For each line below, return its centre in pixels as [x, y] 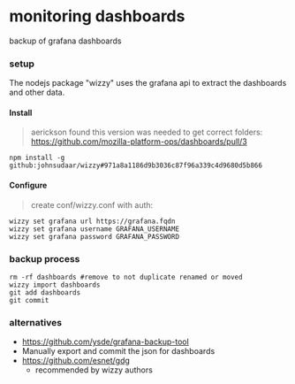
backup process [45, 258]
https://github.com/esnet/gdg [76, 361]
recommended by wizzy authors [94, 370]
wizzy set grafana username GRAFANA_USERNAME [94, 229]
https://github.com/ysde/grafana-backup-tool [106, 342]
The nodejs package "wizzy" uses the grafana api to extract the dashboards [148, 83]
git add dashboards [45, 292]
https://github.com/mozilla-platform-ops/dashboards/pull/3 [139, 142]
